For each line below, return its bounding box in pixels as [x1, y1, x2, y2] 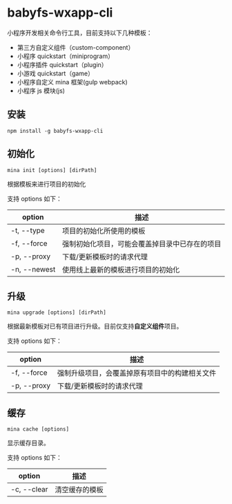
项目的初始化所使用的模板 [61, 226, 146, 236]
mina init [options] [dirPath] [7, 167, 97, 174]
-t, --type [10, 225, 45, 235]
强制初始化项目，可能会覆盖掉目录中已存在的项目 [61, 239, 222, 248]
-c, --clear [10, 485, 48, 494]
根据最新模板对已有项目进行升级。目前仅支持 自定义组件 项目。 [7, 322, 183, 330]
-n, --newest [10, 264, 56, 274]
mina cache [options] [7, 426, 70, 433]
